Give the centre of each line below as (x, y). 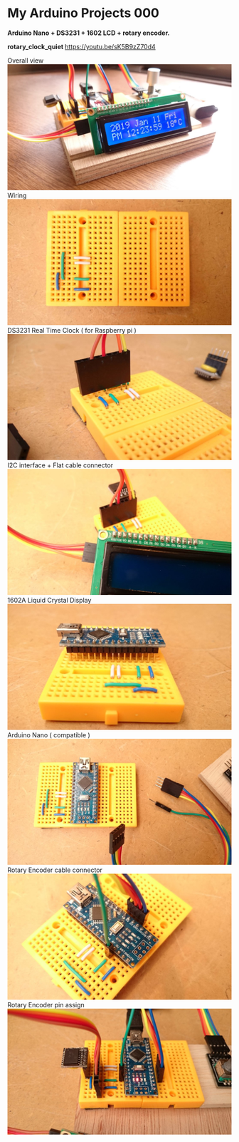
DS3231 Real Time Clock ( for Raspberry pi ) (72, 330)
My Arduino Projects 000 (84, 13)
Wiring (17, 195)
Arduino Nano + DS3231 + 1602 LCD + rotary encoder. (89, 33)
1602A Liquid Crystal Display (49, 600)
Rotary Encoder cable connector (55, 870)
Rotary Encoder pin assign (46, 1005)
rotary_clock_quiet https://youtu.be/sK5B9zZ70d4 (82, 46)
